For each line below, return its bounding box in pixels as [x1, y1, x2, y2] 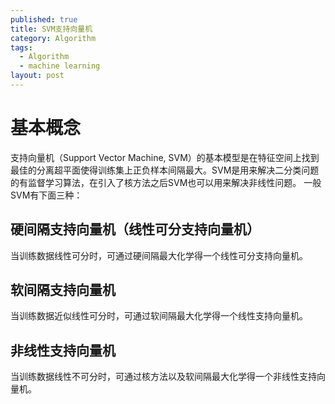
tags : [10, 42, 33, 53]
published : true [10, 14, 78, 25]
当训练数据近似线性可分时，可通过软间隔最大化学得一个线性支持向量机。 [10, 310, 308, 322]
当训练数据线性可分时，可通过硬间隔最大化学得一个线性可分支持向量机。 [10, 249, 308, 261]
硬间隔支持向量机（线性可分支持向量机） [10, 221, 260, 238]
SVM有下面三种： [10, 189, 83, 201]
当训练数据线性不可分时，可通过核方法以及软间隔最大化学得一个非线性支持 [10, 371, 317, 383]
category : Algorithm [10, 33, 97, 43]
